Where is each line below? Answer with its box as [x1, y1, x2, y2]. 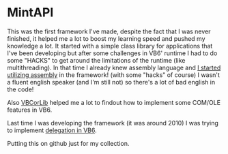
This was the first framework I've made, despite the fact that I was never [7, 27, 211, 35]
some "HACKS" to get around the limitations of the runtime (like [7, 56, 186, 64]
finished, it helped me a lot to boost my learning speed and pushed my [7, 34, 206, 42]
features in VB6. [7, 106, 53, 114]
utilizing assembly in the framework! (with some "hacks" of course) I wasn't [7, 70, 220, 79]
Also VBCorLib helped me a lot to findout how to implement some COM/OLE [7, 98, 220, 106]
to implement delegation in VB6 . [7, 126, 97, 134]
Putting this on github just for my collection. [7, 139, 130, 147]
